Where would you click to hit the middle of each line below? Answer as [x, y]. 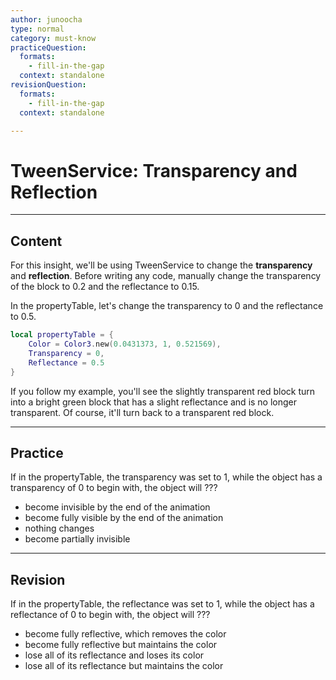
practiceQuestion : [48, 47]
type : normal [37, 29]
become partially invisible [77, 539]
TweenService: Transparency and [154, 170]
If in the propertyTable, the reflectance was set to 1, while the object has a [162, 604]
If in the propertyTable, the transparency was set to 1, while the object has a [166, 477]
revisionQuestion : [48, 85]
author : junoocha [46, 19]
